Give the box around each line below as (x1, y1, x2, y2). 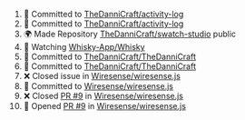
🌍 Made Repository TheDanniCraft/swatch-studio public (23, 28, 237, 39)
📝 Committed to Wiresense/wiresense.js (23, 81, 173, 91)
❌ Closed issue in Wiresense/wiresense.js (23, 71, 181, 81)
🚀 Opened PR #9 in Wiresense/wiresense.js (23, 101, 187, 111)
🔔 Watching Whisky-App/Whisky (23, 42, 145, 52)
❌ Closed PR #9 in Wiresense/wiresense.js (23, 91, 184, 101)
